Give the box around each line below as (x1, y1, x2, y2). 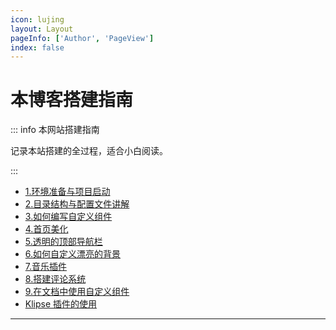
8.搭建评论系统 (24, 273, 87, 285)
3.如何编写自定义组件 (24, 211, 113, 223)
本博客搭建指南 (10, 89, 134, 111)
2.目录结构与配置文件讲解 (24, 198, 130, 210)
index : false (10, 42, 65, 53)
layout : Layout (10, 24, 74, 34)
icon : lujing (10, 14, 65, 25)
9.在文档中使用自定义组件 (24, 286, 130, 298)
